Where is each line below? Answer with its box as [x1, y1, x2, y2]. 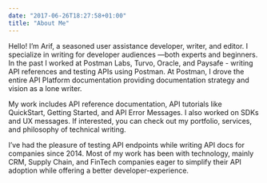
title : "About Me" [8, 19, 70, 27]
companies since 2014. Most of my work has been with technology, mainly [8, 149, 254, 158]
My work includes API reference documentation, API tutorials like [8, 99, 222, 109]
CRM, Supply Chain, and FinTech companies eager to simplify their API [8, 157, 242, 166]
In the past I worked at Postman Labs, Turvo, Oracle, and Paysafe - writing [8, 58, 253, 68]
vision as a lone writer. [8, 83, 82, 93]
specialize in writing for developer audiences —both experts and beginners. [8, 50, 258, 59]
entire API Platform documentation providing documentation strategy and [8, 75, 249, 85]
